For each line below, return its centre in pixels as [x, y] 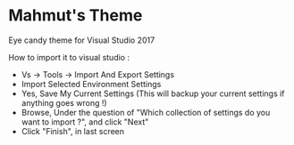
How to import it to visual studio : [69, 57]
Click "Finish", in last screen [73, 131]
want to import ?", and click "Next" [85, 122]
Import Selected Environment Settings [91, 84]
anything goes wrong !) [64, 102]
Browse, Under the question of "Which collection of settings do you [146, 112]
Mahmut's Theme [76, 16]
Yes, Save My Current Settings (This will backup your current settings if [153, 93]
